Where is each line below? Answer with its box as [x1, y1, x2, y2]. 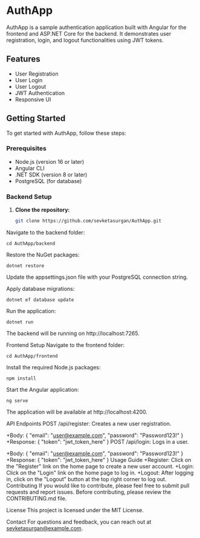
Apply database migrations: [6, 285, 75, 293]
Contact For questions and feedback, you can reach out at [6, 518, 152, 526]
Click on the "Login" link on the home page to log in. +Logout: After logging [6, 469, 194, 476]
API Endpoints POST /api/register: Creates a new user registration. [6, 420, 172, 427]
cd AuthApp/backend [6, 241, 56, 247]
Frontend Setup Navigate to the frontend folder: [6, 342, 125, 349]
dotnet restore [6, 263, 45, 269]
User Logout [15, 83, 47, 90]
